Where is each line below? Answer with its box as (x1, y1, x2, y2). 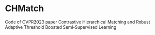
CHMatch (5, 3, 44, 14)
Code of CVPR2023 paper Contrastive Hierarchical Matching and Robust (5, 19, 150, 25)
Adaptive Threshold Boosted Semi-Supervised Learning (5, 24, 117, 30)
